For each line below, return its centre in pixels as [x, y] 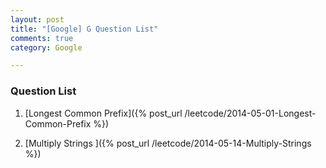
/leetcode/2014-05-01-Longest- [250, 113]
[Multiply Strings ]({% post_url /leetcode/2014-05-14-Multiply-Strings [168, 143]
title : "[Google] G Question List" [84, 29]
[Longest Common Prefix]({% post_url [103, 113]
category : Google [46, 47]
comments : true [42, 38]
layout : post [37, 19]
